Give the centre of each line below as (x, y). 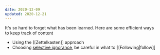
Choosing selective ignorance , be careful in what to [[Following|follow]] (84, 47)
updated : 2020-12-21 (26, 14)
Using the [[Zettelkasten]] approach (48, 42)
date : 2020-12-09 (23, 9)
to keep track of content (29, 33)
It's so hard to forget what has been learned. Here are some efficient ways (80, 27)
